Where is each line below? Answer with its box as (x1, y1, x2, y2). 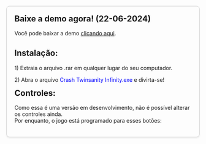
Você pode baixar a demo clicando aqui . (14, 30, 116, 37)
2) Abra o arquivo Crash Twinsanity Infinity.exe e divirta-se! (14, 76, 165, 83)
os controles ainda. (14, 110, 63, 118)
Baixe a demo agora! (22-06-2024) (14, 13, 151, 24)
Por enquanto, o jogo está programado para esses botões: (14, 117, 162, 124)
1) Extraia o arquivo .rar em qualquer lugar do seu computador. (14, 64, 173, 71)
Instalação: (14, 48, 58, 59)
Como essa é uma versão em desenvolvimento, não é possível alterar (14, 104, 190, 112)
